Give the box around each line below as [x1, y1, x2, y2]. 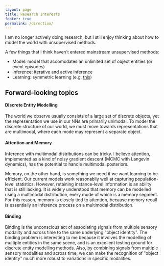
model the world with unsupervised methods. [5, 40, 96, 46]
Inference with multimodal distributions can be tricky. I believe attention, [5, 151, 151, 157]
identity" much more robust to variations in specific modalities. [5, 256, 132, 262]
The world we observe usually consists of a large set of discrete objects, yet [5, 113, 159, 119]
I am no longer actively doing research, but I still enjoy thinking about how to [5, 34, 159, 40]
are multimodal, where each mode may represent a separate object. [5, 129, 142, 134]
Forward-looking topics [5, 88, 78, 97]
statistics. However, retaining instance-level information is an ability [15, 181, 152, 187]
